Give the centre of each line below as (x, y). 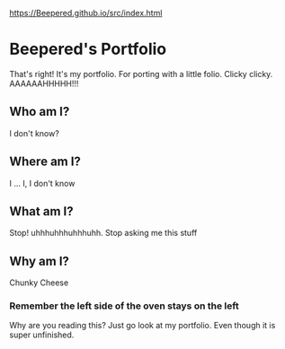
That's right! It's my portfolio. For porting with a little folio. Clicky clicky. (141, 74)
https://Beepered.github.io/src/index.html (86, 13)
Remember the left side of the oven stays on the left (125, 306)
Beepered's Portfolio (88, 49)
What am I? (41, 211)
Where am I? (45, 162)
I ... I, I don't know (42, 183)
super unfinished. (42, 335)
